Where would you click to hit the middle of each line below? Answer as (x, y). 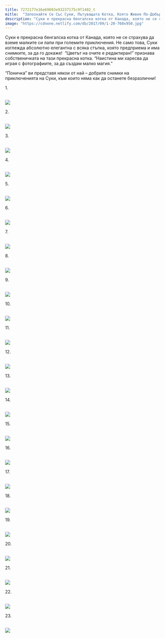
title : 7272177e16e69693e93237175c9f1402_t (50, 10)
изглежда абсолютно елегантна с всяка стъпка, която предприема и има (82, 48)
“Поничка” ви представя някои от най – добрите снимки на (67, 73)
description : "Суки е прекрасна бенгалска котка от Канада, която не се (81, 19)
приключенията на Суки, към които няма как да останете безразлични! (81, 78)
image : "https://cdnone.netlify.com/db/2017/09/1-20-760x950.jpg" (74, 23)
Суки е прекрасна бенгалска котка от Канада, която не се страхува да (80, 37)
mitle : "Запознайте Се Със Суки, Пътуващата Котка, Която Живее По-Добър (83, 14)
